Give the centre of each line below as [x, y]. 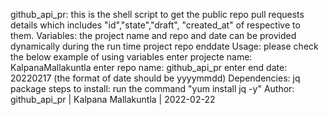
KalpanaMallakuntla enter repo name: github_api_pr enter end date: [149, 67]
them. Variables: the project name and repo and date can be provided [153, 35]
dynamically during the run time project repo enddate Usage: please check [164, 46]
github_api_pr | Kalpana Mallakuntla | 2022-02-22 [113, 99]
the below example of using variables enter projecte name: [131, 57]
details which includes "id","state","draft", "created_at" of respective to [155, 25]
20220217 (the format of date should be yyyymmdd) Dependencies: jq [155, 78]
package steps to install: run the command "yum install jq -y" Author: [152, 88]
